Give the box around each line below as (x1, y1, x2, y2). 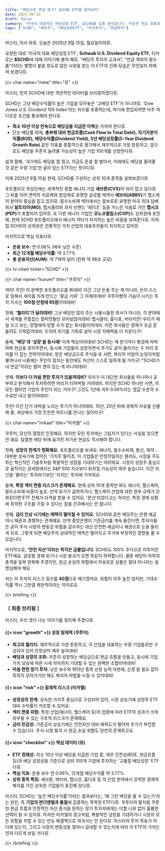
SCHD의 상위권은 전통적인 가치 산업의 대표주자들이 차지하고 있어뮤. (10, 223, 139, 229)
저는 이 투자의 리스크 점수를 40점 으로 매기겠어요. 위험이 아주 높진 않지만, (5, 576, 145, 582)
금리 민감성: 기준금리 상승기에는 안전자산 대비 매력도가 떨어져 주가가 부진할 (12, 721, 156, 727)
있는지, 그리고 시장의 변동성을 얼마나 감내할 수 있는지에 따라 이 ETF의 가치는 (14, 824, 160, 830)
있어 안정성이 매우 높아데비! (25, 648, 78, 654)
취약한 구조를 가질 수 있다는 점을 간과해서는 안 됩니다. (10, 501, 113, 507)
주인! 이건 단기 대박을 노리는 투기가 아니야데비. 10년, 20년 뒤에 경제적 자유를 (5, 403, 151, 409)
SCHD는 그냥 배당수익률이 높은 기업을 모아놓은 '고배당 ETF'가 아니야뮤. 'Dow (5, 100, 154, 106)
